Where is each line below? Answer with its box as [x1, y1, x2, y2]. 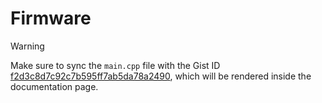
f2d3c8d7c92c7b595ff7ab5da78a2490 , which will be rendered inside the [10, 70, 312, 82]
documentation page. [10, 80, 99, 92]
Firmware [10, 7, 92, 30]
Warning [10, 40, 45, 52]
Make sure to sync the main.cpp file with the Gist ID [10, 59, 221, 71]
